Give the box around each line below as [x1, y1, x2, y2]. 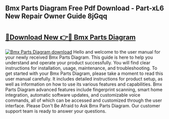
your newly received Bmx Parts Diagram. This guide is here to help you [5, 54, 153, 60]
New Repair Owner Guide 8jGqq [5, 12, 107, 21]
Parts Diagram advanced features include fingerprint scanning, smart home [5, 87, 163, 93]
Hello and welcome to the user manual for [73, 49, 160, 55]
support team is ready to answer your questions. [5, 108, 107, 114]
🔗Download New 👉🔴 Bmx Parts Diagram [5, 33, 136, 42]
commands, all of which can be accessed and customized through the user [5, 97, 162, 103]
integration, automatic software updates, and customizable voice [5, 92, 141, 98]
